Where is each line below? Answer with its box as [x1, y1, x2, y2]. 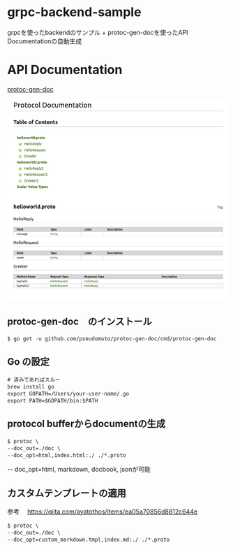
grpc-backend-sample [7, 4, 142, 20]
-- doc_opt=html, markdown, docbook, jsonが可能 [7, 465, 151, 473]
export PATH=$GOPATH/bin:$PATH [7, 397, 98, 404]
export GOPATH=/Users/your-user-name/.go [7, 390, 130, 397]
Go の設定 [7, 356, 50, 368]
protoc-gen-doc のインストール [7, 315, 152, 327]
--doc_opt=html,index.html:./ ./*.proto [7, 451, 127, 458]
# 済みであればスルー [7, 376, 61, 383]
